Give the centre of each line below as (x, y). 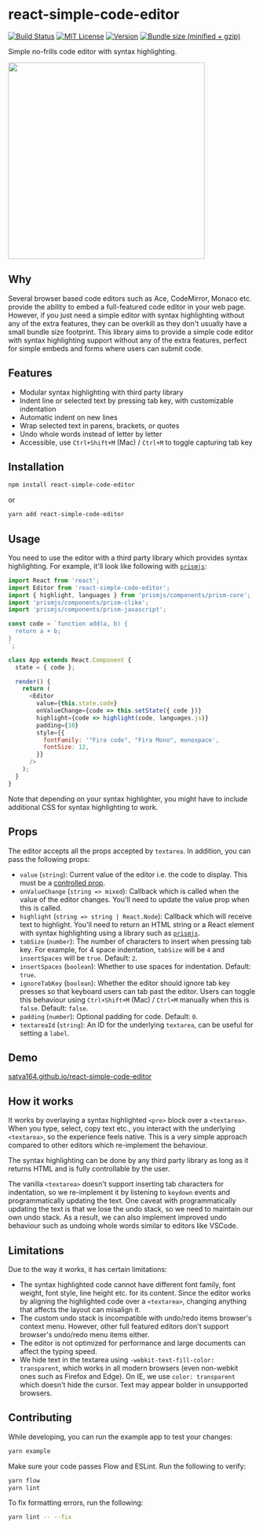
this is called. (41, 907)
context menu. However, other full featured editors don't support (124, 1326)
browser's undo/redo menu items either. (84, 1334)
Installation (36, 466)
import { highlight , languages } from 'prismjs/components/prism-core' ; (130, 595)
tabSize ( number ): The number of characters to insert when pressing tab (135, 941)
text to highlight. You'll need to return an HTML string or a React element (137, 924)
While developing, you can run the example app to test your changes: (121, 1436)
